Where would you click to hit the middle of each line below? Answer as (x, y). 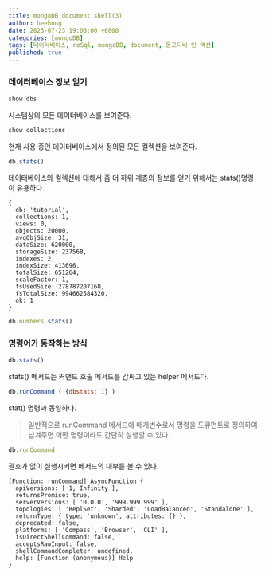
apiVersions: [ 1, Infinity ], (67, 488)
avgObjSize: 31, (42, 237)
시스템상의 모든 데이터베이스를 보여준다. (70, 116)
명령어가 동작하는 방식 (48, 343)
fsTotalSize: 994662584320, (62, 293)
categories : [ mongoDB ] (46, 38)
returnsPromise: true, (53, 495)
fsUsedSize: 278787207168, (60, 286)
